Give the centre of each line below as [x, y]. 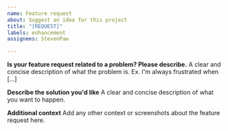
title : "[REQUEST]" [35, 26]
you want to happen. [36, 99]
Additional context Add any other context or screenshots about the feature [114, 113]
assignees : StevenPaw [38, 39]
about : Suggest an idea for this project [67, 20]
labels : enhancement [37, 33]
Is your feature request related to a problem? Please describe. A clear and [114, 64]
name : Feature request [39, 13]
